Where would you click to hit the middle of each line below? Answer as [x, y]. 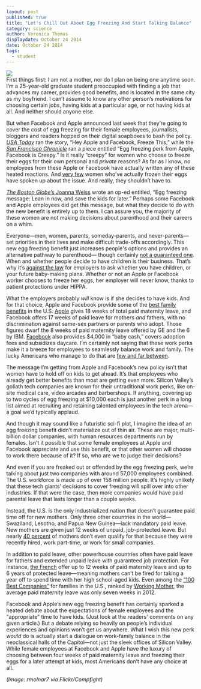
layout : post [22, 12]
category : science [29, 29]
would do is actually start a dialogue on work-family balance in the [88, 636]
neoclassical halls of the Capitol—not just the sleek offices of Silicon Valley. [100, 642]
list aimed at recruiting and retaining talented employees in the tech [89, 405]
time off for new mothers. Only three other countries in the [79, 517]
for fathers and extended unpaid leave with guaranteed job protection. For [98, 560]
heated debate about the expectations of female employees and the [90, 610]
